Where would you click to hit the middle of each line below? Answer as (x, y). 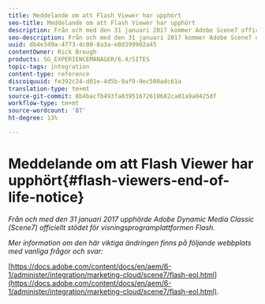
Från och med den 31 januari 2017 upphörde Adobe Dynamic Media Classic (131, 219)
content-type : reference (49, 74)
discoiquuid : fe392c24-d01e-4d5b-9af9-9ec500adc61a (95, 81)
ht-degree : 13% (33, 118)
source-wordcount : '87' (47, 111)
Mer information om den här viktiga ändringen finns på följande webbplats (130, 243)
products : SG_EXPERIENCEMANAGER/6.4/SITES (79, 60)
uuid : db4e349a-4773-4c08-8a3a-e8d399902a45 (82, 45)
